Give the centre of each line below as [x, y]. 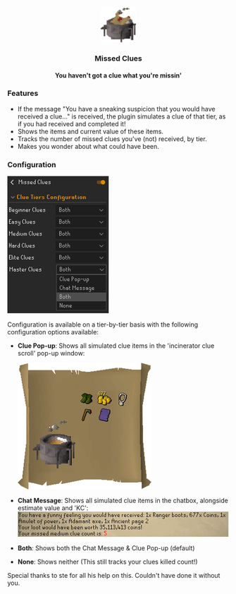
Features [23, 93]
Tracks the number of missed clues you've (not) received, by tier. [112, 139]
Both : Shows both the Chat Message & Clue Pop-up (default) [106, 548]
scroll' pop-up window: [51, 353]
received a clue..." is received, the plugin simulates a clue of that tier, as [122, 116]
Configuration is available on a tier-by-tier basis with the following [103, 325]
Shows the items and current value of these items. [91, 131]
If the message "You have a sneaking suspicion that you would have [116, 109]
